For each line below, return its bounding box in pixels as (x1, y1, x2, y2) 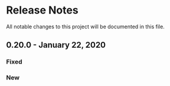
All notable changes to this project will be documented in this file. (6, 23, 165, 30)
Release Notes (6, 4, 79, 17)
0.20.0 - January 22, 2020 (6, 40, 106, 50)
